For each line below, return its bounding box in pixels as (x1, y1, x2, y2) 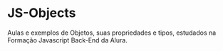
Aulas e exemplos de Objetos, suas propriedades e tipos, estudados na (7, 28, 217, 37)
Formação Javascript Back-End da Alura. (7, 35, 128, 44)
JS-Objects (7, 5, 76, 21)
